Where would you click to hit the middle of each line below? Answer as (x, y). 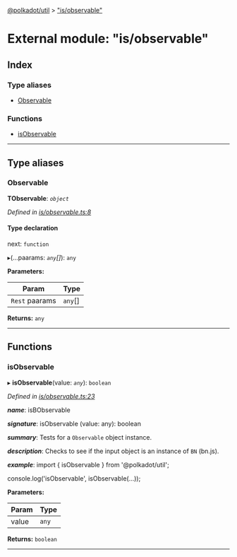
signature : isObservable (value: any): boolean (74, 423)
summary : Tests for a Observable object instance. (80, 437)
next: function (28, 244)
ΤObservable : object (38, 198)
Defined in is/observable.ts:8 (49, 212)
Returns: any (26, 318)
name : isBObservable (39, 410)
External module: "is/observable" (108, 39)
